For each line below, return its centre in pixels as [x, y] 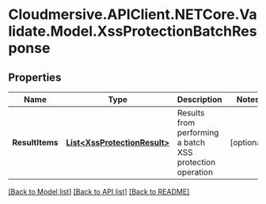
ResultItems [35, 142]
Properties [35, 77]
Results [191, 113]
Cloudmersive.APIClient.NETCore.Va [133, 15]
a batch [191, 142]
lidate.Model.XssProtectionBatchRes [133, 31]
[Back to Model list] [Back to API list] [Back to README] [99, 192]
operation [195, 172]
